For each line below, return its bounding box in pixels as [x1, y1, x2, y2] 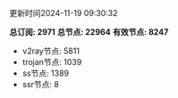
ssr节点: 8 [21, 79, 60, 89]
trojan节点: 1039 [21, 57, 82, 67]
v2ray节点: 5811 [21, 45, 81, 56]
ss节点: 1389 [21, 68, 70, 78]
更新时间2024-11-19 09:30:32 [9, 8, 118, 18]
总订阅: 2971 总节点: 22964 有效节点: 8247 [9, 27, 169, 37]
